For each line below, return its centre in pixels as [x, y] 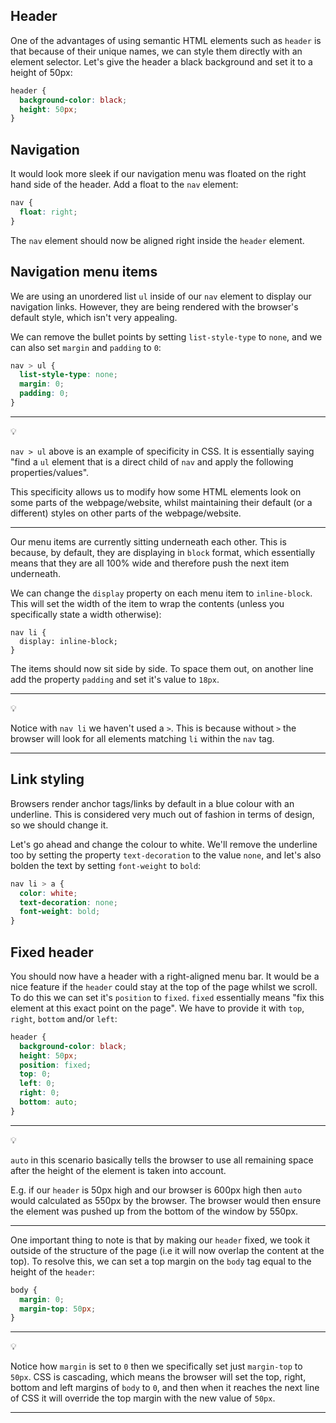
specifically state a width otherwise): [86, 614]
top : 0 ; [35, 1074]
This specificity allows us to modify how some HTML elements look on [156, 491]
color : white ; [48, 893]
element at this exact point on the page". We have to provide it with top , [157, 1008]
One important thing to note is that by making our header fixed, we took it [160, 1240]
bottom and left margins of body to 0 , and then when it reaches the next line [165, 1388]
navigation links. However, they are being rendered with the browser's [154, 306]
